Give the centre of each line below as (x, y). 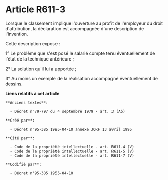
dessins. (14, 84)
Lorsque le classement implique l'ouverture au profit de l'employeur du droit (84, 23)
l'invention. (17, 34)
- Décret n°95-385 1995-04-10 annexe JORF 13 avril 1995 (71, 129)
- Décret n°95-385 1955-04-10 (41, 173)
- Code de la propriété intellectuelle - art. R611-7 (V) (72, 156)
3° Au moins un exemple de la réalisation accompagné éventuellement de (81, 78)
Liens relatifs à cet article (32, 93)
